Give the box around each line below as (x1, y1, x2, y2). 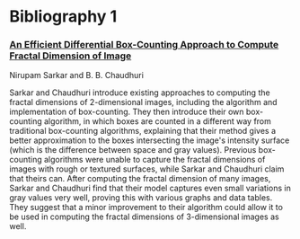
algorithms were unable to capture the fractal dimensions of (43, 155, 266, 165)
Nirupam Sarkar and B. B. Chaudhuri (9, 70, 144, 81)
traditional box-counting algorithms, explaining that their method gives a (9, 126, 277, 137)
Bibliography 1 (9, 6, 118, 27)
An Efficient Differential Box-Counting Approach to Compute (9, 39, 279, 51)
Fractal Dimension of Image (9, 49, 132, 62)
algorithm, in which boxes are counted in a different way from (43, 116, 272, 127)
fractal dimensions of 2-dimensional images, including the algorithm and (9, 97, 278, 108)
